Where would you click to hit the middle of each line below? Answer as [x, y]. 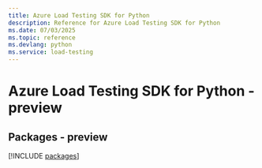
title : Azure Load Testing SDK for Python [79, 15]
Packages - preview [58, 137]
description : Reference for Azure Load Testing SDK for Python [114, 23]
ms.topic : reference [42, 37]
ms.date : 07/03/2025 [42, 30]
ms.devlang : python [40, 45]
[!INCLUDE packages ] [44, 156]
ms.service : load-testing [51, 52]
